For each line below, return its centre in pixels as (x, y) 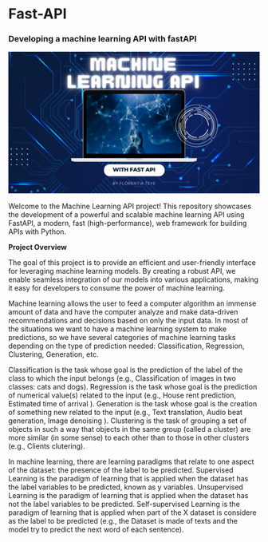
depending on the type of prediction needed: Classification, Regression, (126, 346)
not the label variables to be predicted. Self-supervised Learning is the (124, 504)
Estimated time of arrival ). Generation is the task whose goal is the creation (133, 403)
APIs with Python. (37, 231)
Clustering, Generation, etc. (53, 354)
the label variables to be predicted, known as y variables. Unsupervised (126, 487)
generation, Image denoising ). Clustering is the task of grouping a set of (128, 421)
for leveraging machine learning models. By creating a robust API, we (122, 271)
